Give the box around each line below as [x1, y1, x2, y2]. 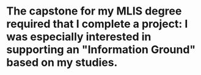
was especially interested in [6, 30, 152, 44]
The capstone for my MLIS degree [6, 4, 182, 18]
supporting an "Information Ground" [6, 43, 196, 57]
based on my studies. [6, 56, 118, 70]
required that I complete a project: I [6, 17, 188, 31]
